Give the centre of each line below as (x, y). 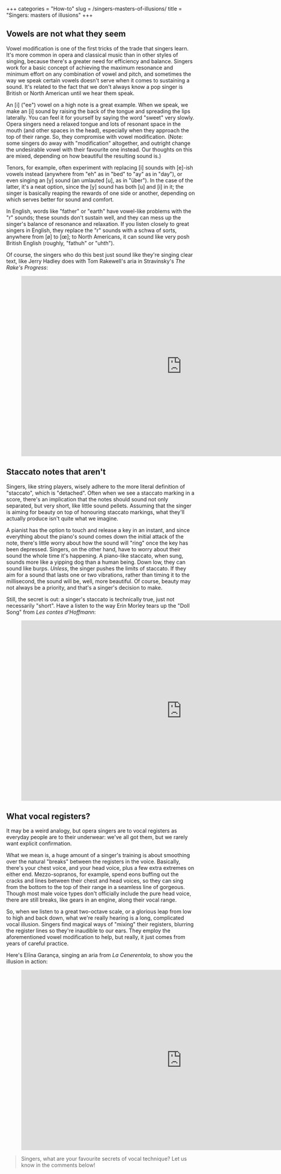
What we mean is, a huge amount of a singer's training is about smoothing (98, 855)
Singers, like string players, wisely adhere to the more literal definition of (96, 486)
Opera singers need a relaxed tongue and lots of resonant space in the (94, 124)
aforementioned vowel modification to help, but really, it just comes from (96, 937)
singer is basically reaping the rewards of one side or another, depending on (101, 193)
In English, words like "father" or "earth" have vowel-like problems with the (99, 211)
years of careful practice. (38, 944)
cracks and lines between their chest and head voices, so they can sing (95, 881)
